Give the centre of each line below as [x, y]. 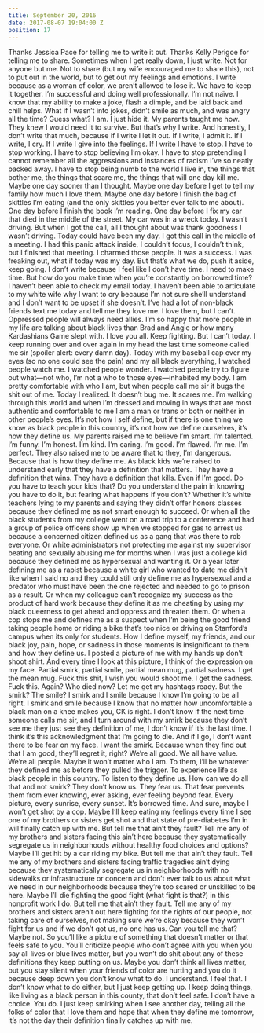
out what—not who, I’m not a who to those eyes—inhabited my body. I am [127, 378]
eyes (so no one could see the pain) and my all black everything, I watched [129, 361]
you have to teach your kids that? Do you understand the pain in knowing [126, 486]
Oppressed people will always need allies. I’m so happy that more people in [130, 320]
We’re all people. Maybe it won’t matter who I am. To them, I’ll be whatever [128, 762]
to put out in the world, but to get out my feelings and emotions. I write [122, 77]
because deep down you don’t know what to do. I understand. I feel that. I [128, 979]
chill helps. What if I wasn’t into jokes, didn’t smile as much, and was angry [129, 111]
